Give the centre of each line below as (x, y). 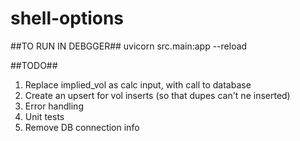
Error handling (54, 106)
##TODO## (34, 65)
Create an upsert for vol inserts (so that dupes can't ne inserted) (157, 95)
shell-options (67, 18)
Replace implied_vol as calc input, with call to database (138, 84)
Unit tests (44, 116)
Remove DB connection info (82, 127)
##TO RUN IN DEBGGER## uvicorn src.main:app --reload (129, 46)
